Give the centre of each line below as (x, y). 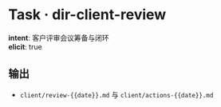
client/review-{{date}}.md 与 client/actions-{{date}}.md (116, 94)
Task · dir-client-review (87, 15)
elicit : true (25, 46)
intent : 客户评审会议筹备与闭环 (59, 38)
